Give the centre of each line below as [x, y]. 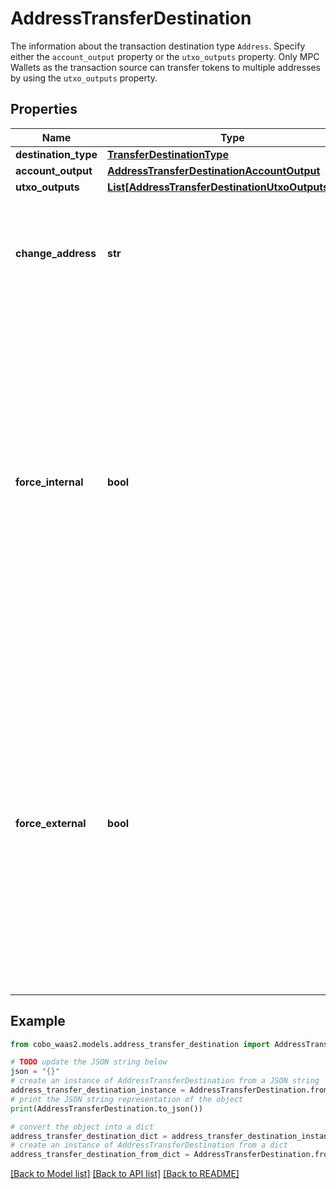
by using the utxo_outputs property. [84, 78]
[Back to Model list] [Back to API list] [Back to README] [125, 1174]
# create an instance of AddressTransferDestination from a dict [149, 1145]
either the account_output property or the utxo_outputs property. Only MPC [165, 56]
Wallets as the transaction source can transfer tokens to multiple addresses [165, 67]
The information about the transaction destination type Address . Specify [158, 46]
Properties [44, 109]
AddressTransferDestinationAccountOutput [214, 170]
